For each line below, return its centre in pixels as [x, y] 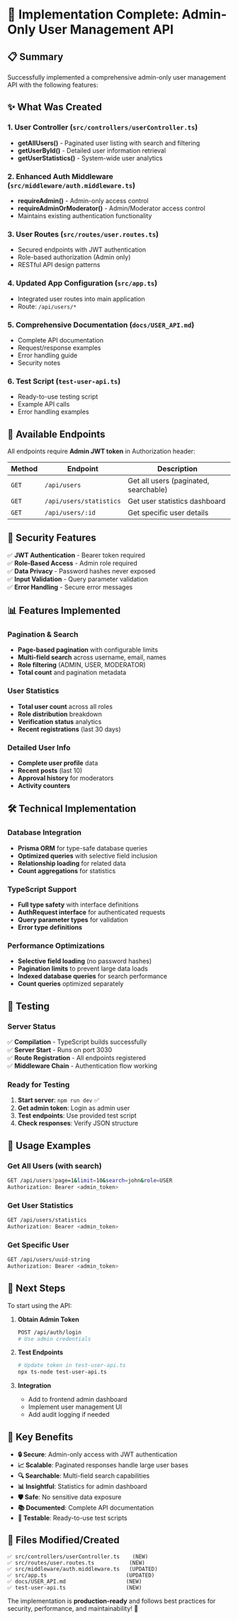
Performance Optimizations [56, 946]
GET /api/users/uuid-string [49, 1260]
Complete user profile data [58, 763]
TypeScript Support [42, 889]
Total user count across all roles [65, 706]
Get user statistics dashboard [177, 501]
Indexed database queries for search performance [92, 976]
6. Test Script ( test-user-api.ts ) [64, 381]
